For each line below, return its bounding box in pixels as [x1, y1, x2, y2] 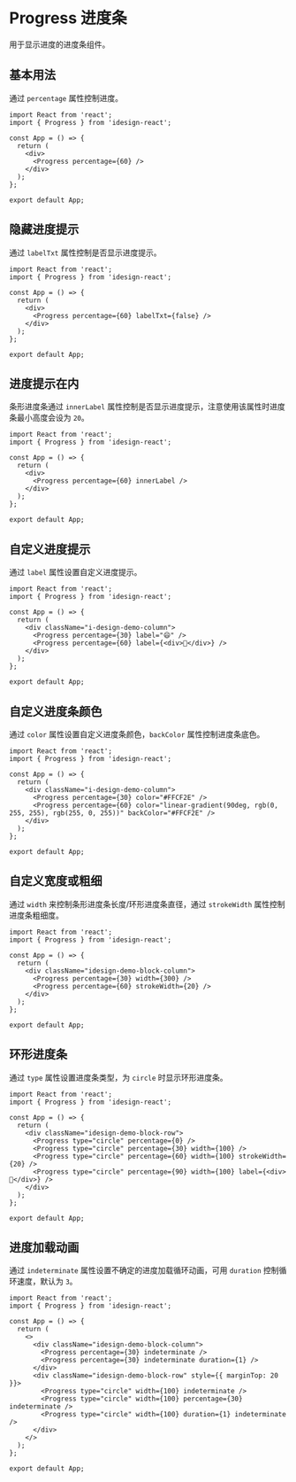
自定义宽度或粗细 [9, 873, 102, 888]
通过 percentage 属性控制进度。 [9, 92, 124, 103]
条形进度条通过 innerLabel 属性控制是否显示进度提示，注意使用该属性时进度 [9, 401, 285, 412]
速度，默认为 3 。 [16, 1276, 78, 1287]
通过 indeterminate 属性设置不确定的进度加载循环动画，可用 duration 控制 [9, 1265, 280, 1276]
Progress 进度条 [9, 8, 128, 28]
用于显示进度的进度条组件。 [9, 39, 110, 50]
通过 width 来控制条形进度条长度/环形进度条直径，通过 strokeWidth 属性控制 [9, 898, 285, 909]
